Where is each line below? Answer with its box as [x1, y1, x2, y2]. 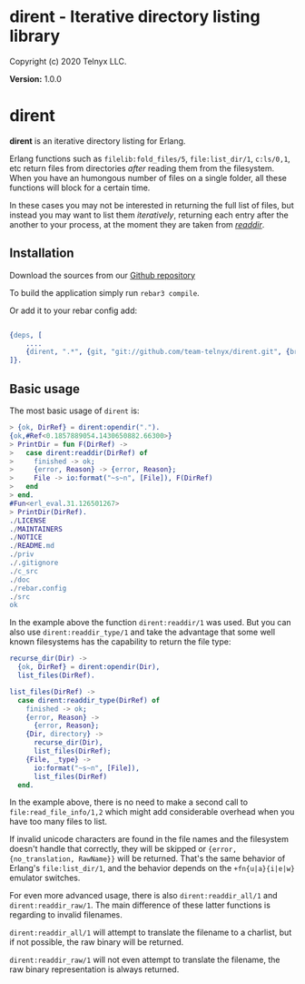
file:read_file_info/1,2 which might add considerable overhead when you [9, 806, 295, 817]
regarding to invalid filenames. [9, 909, 123, 920]
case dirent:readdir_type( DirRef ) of [17, 695, 161, 705]
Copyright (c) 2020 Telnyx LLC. [9, 56, 127, 66]
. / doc [9, 575, 30, 584]
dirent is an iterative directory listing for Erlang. [9, 135, 186, 147]
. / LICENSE [9, 516, 47, 525]
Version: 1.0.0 [9, 73, 62, 84]
